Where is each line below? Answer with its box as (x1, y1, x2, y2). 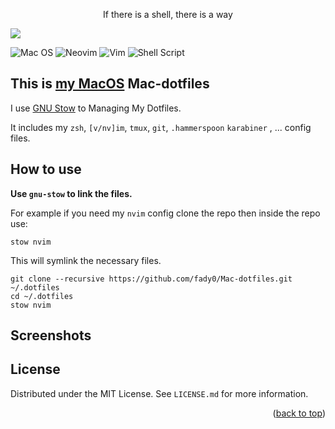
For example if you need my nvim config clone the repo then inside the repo (10, 207, 321, 219)
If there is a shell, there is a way (103, 9, 233, 20)
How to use (10, 161, 82, 178)
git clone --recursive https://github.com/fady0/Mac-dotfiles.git (10, 274, 293, 284)
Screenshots (10, 327, 92, 344)
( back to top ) (272, 407, 326, 419)
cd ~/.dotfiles (10, 291, 74, 301)
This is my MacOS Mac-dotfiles (10, 75, 210, 93)
